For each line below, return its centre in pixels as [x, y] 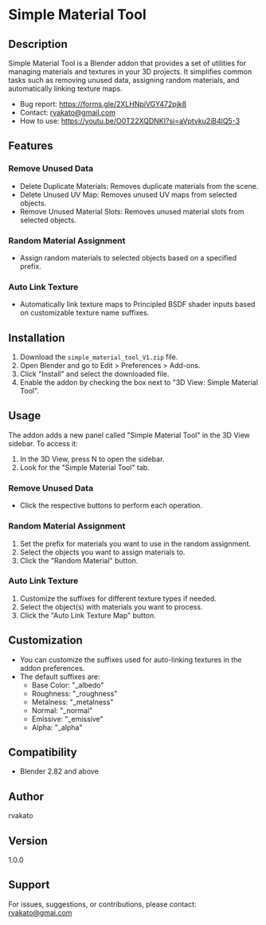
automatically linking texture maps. [65, 88]
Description [38, 44]
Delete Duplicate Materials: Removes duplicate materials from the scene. [139, 186]
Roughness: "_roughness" [74, 693]
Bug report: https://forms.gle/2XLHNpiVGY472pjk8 [103, 104]
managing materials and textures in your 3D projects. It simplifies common [130, 72]
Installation [37, 337]
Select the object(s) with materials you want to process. [111, 606]
